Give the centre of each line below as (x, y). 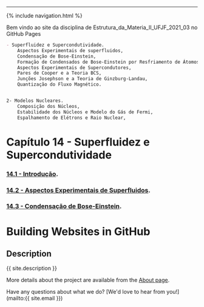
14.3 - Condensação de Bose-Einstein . (64, 206)
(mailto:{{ (18, 299)
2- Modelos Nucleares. (35, 101)
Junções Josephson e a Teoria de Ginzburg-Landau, (83, 79)
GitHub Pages (24, 34)
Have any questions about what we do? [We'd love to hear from (86, 292)
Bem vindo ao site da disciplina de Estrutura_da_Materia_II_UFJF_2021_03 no (102, 27)
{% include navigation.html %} (45, 15)
